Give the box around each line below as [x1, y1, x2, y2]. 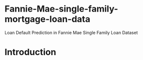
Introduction [4, 47, 57, 58]
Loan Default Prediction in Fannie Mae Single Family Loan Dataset [4, 30, 138, 35]
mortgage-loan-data [4, 14, 90, 25]
